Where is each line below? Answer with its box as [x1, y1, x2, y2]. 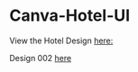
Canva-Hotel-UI [9, 5, 131, 26]
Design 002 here [9, 52, 72, 63]
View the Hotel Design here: [9, 35, 114, 46]
